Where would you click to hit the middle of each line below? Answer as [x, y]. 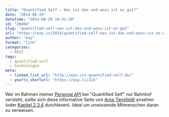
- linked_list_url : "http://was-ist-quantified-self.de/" [72, 75]
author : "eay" [20, 38]
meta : [11, 71]
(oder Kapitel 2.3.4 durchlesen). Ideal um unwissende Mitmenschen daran [82, 105]
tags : [11, 56]
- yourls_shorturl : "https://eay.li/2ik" [54, 80]
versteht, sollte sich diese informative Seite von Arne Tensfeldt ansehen [80, 99]
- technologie [24, 66]
